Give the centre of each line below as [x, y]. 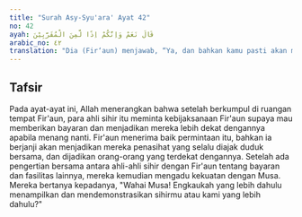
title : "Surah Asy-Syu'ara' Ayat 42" [80, 17]
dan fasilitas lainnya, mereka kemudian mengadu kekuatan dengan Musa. [145, 175]
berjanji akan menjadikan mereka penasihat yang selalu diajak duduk [137, 147]
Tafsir [26, 87]
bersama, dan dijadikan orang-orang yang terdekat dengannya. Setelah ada [149, 156]
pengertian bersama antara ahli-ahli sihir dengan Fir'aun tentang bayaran [145, 166]
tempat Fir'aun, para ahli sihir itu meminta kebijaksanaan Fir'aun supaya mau [151, 118]
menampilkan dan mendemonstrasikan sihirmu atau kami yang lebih [135, 195]
